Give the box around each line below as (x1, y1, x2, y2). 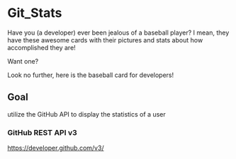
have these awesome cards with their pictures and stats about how (7, 35, 203, 44)
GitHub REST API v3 (7, 127, 78, 137)
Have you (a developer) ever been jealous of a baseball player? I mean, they (7, 28, 230, 37)
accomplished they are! (7, 43, 76, 52)
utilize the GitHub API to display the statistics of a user (7, 110, 166, 118)
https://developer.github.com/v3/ (7, 143, 104, 153)
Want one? (7, 57, 39, 65)
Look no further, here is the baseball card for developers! (7, 71, 174, 79)
